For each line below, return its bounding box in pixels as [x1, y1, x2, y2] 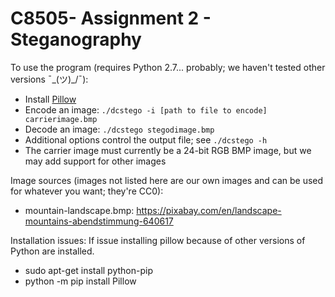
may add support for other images [24, 155, 167, 167]
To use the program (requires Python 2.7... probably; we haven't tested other [10, 61, 326, 73]
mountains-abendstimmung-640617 [24, 215, 174, 227]
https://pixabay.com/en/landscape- [136, 204, 282, 216]
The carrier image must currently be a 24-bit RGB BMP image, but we [24, 144, 312, 156]
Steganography [10, 28, 142, 51]
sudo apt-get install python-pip [24, 264, 153, 276]
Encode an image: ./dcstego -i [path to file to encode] [24, 103, 268, 116]
